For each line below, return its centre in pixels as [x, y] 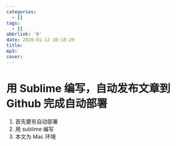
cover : [15, 57]
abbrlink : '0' [24, 34]
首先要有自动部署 [36, 121]
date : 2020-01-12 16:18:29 [40, 40]
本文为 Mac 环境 [36, 136]
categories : [21, 12]
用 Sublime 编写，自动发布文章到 [89, 88]
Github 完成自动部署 [57, 103]
